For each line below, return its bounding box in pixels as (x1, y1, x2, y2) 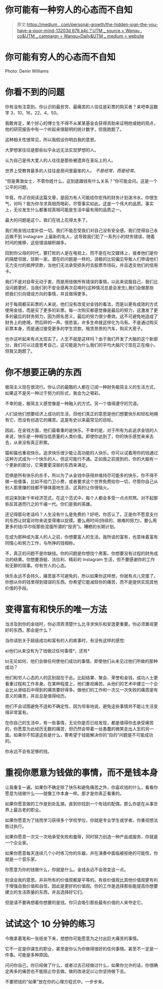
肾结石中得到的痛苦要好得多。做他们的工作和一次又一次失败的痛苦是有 (17, 687, 158, 693)
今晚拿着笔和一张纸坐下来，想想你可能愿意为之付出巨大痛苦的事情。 (5, 935, 141, 941)
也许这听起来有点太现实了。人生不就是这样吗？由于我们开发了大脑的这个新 (5, 336, 154, 342)
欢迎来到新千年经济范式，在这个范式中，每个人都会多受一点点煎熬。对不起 (5, 495, 154, 501)
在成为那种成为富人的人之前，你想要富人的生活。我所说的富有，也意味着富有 (5, 534, 158, 540)
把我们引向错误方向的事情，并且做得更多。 (5, 291, 90, 296)
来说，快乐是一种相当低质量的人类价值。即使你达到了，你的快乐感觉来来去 (5, 433, 154, 439)
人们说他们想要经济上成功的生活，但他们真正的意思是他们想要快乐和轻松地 (5, 410, 154, 417)
